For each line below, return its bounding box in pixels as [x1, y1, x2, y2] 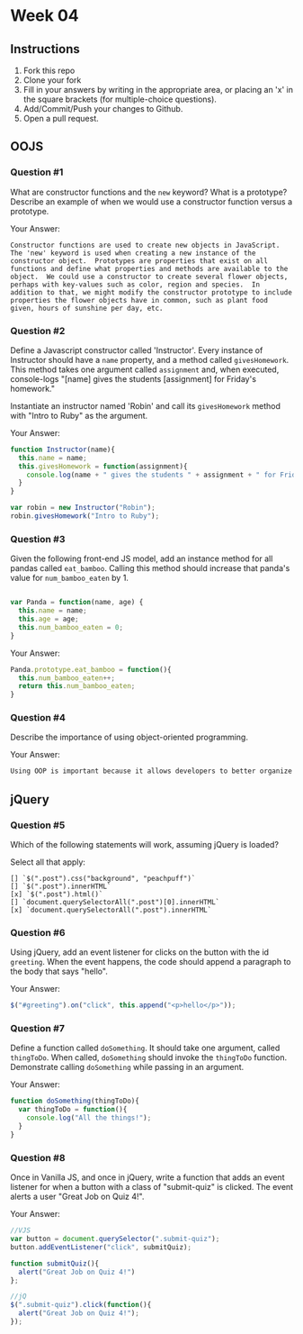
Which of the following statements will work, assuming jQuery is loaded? [10, 839, 280, 850]
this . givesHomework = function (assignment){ [18, 461, 188, 471]
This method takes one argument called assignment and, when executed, [10, 364, 280, 375]
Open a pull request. [22, 113, 100, 123]
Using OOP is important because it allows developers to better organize [10, 767, 293, 776]
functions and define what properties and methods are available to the [10, 264, 289, 273]
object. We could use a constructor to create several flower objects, [10, 272, 289, 281]
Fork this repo [22, 65, 76, 76]
